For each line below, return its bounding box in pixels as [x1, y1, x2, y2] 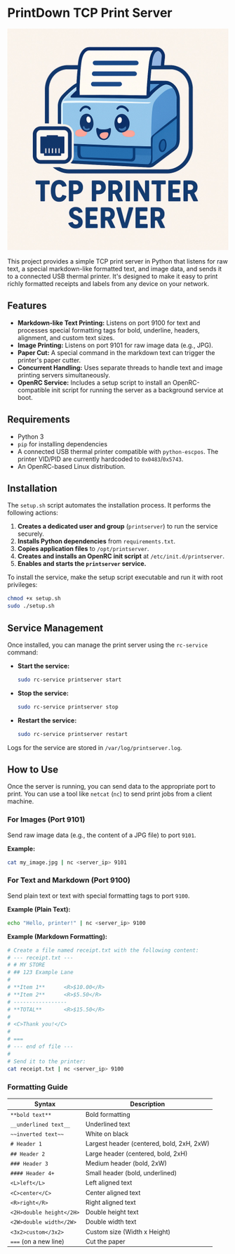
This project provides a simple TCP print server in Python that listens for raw [7, 257, 228, 265]
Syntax [34, 1100, 56, 1108]
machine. [7, 797, 34, 806]
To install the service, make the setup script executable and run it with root [7, 573, 223, 581]
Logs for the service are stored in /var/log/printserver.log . [7, 743, 182, 751]
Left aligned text [85, 1179, 133, 1187]
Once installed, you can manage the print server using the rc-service [7, 640, 208, 649]
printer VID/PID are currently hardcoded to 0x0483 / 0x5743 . [17, 455, 184, 463]
